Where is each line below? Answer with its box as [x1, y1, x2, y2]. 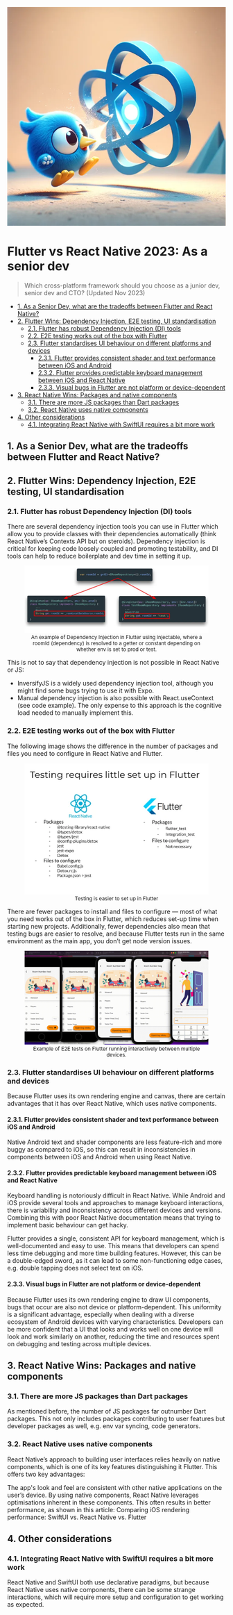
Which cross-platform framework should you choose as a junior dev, [24, 281, 221, 290]
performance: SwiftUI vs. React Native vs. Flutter [7, 1513, 147, 1521]
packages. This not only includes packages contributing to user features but [7, 1414, 225, 1423]
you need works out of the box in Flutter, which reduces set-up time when [7, 915, 218, 923]
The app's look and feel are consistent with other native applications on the [7, 1483, 223, 1491]
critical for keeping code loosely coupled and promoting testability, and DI [7, 545, 218, 553]
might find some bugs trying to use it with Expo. [17, 686, 155, 695]
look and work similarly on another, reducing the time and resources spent [7, 1332, 220, 1341]
